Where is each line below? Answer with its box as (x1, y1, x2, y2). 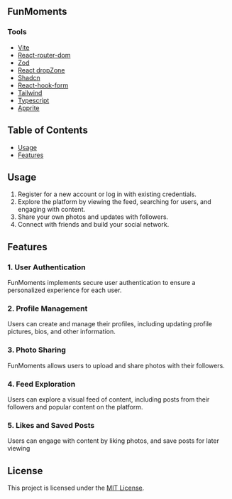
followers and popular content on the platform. (7, 402, 143, 411)
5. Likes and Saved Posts (7, 420, 95, 430)
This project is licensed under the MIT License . (7, 483, 145, 492)
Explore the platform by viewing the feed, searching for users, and (17, 198, 211, 206)
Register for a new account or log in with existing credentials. (17, 190, 197, 198)
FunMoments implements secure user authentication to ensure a (7, 279, 196, 286)
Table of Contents (7, 124, 89, 136)
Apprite (17, 103, 40, 112)
